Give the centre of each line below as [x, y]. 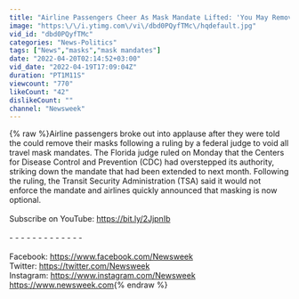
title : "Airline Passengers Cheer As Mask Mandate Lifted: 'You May [139, 17]
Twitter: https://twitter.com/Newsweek [80, 266]
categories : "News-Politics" [63, 42]
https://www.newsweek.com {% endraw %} [89, 285]
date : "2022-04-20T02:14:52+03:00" [75, 59]
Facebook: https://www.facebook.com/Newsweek [101, 257]
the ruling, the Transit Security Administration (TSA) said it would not [135, 181]
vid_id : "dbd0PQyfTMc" [51, 34]
